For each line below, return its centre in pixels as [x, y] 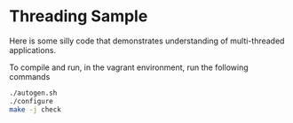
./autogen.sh [33, 93]
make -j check [36, 109]
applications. [32, 50]
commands [30, 76]
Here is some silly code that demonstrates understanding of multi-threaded [147, 41]
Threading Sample [79, 16]
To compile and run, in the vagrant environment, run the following [129, 67]
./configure [31, 101]
